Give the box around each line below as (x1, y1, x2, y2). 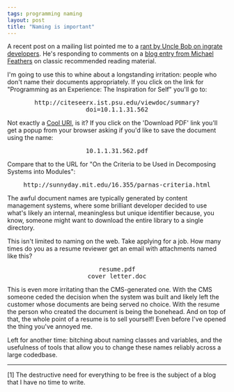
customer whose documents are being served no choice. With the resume (7, 300, 220, 308)
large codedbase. (7, 351, 58, 359)
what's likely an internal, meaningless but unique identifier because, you (7, 209, 214, 217)
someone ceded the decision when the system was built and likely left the (7, 293, 219, 301)
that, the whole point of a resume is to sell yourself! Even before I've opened (7, 315, 226, 324)
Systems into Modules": (7, 168, 76, 176)
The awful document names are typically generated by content (7, 194, 188, 203)
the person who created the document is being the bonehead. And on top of (7, 308, 226, 316)
